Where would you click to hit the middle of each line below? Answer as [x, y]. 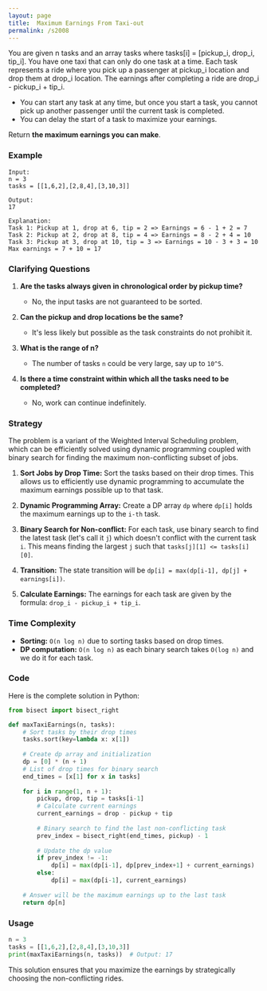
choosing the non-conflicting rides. [66, 978]
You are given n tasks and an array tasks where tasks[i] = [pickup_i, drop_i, [132, 53]
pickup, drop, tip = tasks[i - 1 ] [91, 799]
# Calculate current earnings [87, 806]
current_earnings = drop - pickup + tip [105, 814]
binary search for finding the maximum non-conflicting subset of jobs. [124, 458]
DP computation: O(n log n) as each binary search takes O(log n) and [137, 649]
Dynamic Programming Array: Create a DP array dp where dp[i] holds [136, 505]
